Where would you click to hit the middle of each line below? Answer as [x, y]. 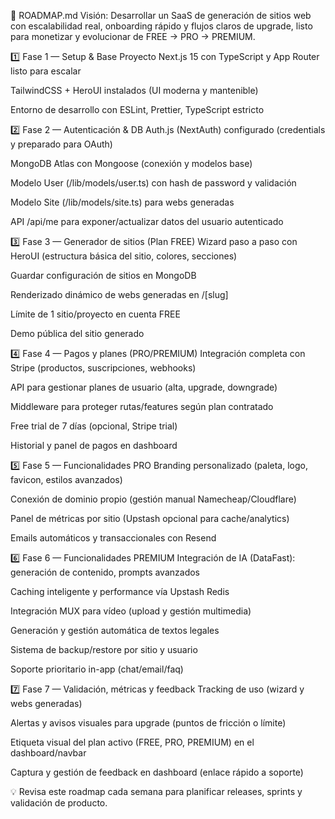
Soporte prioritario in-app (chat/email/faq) [97, 669]
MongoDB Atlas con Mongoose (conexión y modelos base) [131, 163]
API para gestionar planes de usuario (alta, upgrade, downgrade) [144, 387]
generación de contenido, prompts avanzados [105, 572]
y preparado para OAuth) [61, 144]
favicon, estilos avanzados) [66, 479]
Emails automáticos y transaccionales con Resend [113, 538]
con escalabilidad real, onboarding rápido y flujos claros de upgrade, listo [161, 26]
